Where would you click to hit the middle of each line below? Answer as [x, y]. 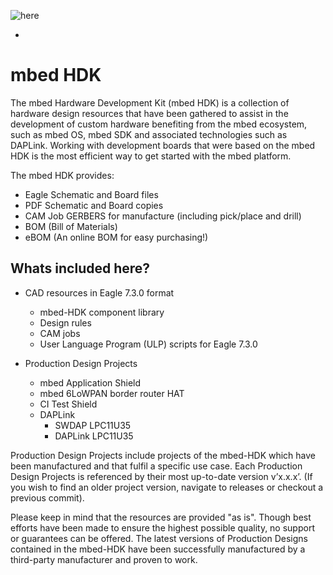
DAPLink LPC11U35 [94, 436]
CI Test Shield [68, 404]
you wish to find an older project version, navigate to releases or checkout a [167, 487]
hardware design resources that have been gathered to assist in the [149, 113]
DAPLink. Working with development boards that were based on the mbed [163, 145]
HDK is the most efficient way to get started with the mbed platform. [151, 156]
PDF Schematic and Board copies [94, 205]
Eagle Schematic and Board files [91, 194]
